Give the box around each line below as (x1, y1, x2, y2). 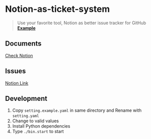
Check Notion (5, 52, 33, 58)
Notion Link (5, 80, 29, 86)
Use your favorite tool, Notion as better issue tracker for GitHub (17, 20, 147, 26)
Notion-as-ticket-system (5, 3, 110, 15)
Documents (5, 40, 42, 48)
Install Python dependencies (12, 123, 71, 129)
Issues (5, 67, 26, 75)
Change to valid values (12, 118, 59, 124)
